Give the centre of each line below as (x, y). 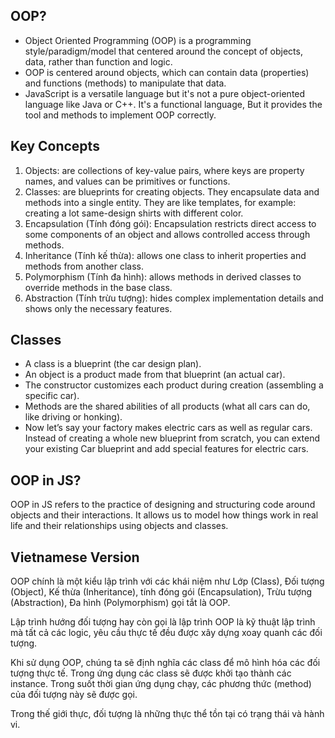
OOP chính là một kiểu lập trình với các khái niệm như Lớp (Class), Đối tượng (167, 581)
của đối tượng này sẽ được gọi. (74, 695)
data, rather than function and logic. (98, 61)
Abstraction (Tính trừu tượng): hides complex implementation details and (174, 298)
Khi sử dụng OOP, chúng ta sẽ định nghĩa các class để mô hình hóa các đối (165, 663)
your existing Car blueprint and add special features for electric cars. (166, 449)
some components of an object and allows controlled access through (167, 234)
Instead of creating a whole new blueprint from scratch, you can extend (172, 438)
